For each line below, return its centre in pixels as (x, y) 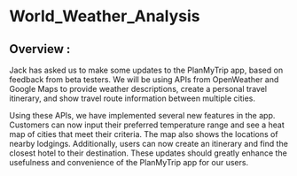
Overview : (40, 49)
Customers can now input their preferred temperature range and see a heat (147, 125)
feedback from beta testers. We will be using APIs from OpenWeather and (144, 80)
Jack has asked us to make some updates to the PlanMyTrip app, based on (146, 70)
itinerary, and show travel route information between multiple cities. (132, 98)
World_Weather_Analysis (105, 16)
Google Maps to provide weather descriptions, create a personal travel (138, 89)
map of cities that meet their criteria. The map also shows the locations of (144, 134)
